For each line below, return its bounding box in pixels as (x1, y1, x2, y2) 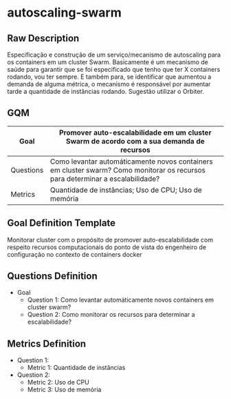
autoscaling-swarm (7, 5, 122, 21)
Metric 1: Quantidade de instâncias (27, 364, 126, 372)
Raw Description (7, 32, 80, 44)
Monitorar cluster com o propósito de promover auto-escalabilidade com (7, 235, 213, 244)
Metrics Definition (7, 338, 87, 349)
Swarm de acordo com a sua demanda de (65, 136, 205, 146)
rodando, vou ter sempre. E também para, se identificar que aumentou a (7, 72, 212, 81)
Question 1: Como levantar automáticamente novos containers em (27, 295, 214, 304)
